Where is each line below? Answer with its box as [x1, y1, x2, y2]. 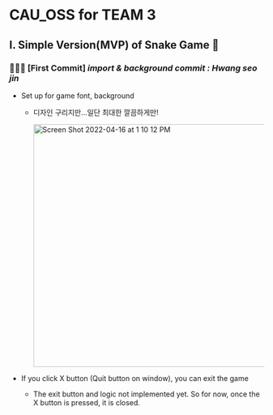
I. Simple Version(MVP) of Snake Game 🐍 [9, 38, 220, 52]
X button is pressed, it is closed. [32, 397, 141, 407]
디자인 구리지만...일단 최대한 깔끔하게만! [32, 107, 159, 117]
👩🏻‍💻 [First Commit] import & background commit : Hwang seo [9, 62, 258, 74]
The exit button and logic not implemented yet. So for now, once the [32, 389, 260, 399]
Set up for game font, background [20, 91, 134, 101]
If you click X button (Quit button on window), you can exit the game [20, 373, 250, 383]
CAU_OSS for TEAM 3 [9, 6, 156, 24]
